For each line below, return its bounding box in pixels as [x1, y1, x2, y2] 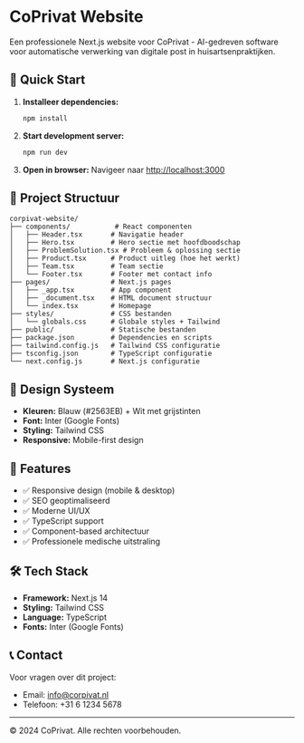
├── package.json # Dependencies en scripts [9, 333, 213, 343]
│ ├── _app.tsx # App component [9, 285, 172, 295]
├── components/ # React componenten [9, 222, 193, 232]
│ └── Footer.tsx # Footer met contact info [9, 270, 213, 279]
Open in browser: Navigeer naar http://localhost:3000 [22, 164, 225, 175]
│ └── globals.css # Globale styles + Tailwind [9, 317, 221, 327]
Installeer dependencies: [22, 96, 119, 107]
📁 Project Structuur [9, 190, 120, 206]
